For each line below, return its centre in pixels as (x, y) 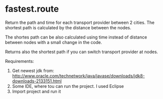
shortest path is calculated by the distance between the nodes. (68, 27)
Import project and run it (36, 91)
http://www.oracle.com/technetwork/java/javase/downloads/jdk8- (78, 76)
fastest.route (32, 9)
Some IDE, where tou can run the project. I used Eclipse (68, 86)
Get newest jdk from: (33, 70)
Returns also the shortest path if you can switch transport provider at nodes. (81, 52)
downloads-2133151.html (37, 81)
